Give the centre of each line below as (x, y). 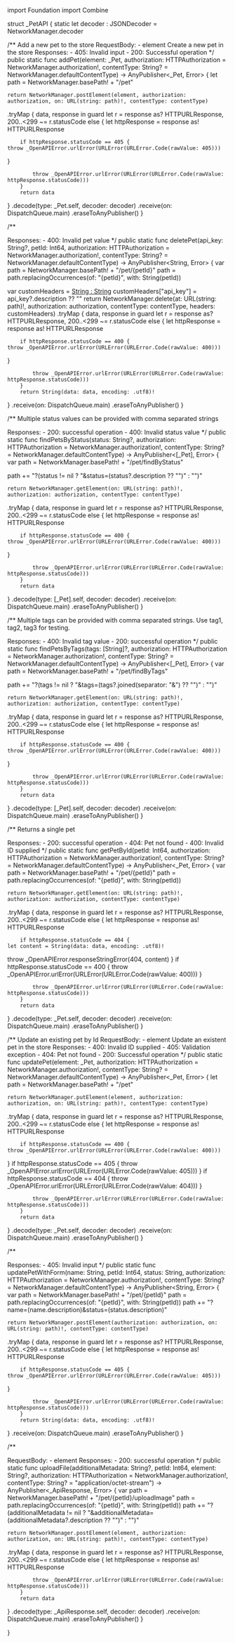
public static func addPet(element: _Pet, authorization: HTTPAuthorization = (117, 60)
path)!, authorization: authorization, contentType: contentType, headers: (111, 306)
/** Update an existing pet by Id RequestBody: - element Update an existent (117, 1040)
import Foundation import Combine (58, 10)
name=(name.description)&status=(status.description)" (87, 1310)
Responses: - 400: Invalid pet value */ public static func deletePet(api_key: (115, 240)
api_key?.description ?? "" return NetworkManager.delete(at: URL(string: (112, 299)
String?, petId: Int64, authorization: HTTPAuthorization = (88, 248)
